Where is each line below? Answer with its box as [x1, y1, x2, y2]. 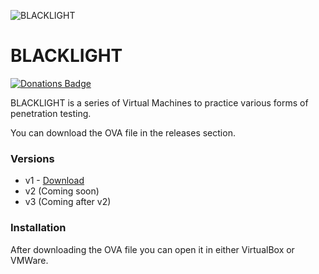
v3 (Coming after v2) [24, 196, 112, 208]
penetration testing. [10, 107, 92, 119]
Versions [10, 151, 55, 165]
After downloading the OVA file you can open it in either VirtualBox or [10, 243, 295, 255]
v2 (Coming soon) [24, 185, 100, 197]
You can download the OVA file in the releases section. [10, 126, 236, 139]
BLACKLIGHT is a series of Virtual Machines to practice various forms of [10, 96, 309, 109]
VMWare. [10, 254, 49, 266]
